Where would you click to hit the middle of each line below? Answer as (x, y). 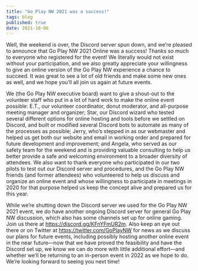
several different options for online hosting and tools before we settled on (95, 119)
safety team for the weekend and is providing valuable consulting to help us (98, 150)
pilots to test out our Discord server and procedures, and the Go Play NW (95, 169)
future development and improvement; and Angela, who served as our (92, 144)
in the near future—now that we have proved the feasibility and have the (94, 243)
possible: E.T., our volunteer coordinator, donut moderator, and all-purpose (98, 106)
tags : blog (20, 17)
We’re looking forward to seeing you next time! (63, 262)
